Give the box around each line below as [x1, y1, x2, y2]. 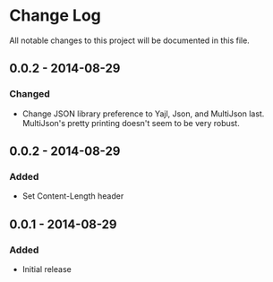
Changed [9, 88, 51, 100]
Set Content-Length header [21, 191, 124, 201]
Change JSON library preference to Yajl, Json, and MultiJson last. [21, 108, 265, 119]
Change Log [9, 5, 101, 26]
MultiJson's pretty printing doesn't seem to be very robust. [21, 117, 240, 128]
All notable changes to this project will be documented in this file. [9, 35, 251, 46]
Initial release [21, 264, 72, 274]
